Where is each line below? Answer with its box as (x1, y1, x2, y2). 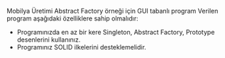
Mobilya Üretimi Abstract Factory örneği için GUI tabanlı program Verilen (6, 7, 219, 15)
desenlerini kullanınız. (16, 35, 81, 44)
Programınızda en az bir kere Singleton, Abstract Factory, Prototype (16, 28, 215, 36)
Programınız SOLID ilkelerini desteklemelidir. (16, 43, 147, 51)
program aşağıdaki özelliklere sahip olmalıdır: (6, 14, 139, 23)
